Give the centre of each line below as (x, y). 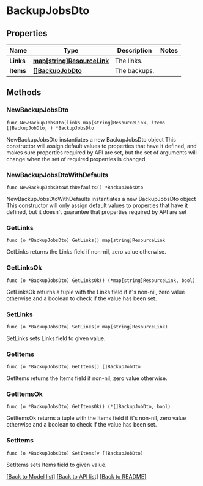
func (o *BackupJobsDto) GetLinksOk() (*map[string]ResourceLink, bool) (101, 280)
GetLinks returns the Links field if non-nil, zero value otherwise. (86, 252)
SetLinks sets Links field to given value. (56, 338)
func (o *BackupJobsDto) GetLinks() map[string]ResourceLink (86, 241)
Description (135, 51)
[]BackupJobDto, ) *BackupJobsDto (50, 128)
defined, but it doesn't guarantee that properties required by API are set (97, 211)
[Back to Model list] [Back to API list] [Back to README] (76, 476)
